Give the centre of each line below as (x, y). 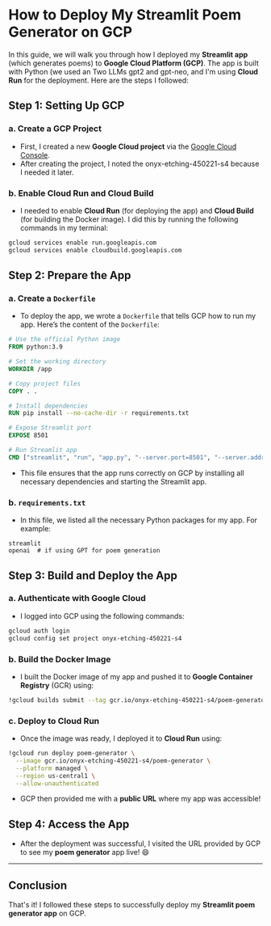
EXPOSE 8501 (28, 436)
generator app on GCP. (47, 913)
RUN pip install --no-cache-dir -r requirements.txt (99, 413)
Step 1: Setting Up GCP (67, 106)
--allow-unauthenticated (57, 783)
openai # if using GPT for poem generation (84, 551)
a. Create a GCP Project (55, 129)
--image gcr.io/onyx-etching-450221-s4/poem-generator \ (113, 761)
